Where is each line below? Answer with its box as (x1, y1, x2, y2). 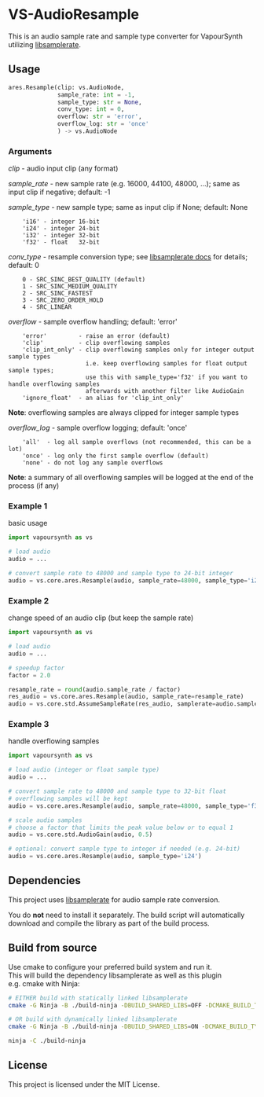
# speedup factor (8, 664, 65, 672)
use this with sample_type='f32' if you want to (85, 373, 247, 382)
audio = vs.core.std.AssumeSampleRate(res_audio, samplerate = (8, 700, 216, 708)
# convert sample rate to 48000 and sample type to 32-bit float (8, 787, 226, 795)
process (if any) (8, 481, 60, 490)
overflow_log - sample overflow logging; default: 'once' (8, 423, 188, 433)
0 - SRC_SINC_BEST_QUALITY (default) (22, 276, 146, 284)
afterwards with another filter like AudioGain (85, 387, 244, 395)
